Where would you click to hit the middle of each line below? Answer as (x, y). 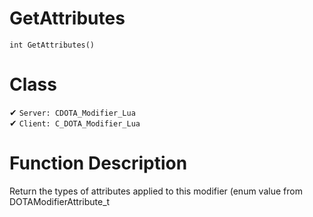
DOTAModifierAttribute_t (60, 201)
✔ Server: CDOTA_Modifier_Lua (72, 112)
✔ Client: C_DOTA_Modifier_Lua (75, 123)
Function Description (98, 163)
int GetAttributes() (52, 45)
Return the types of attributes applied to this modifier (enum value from (156, 191)
